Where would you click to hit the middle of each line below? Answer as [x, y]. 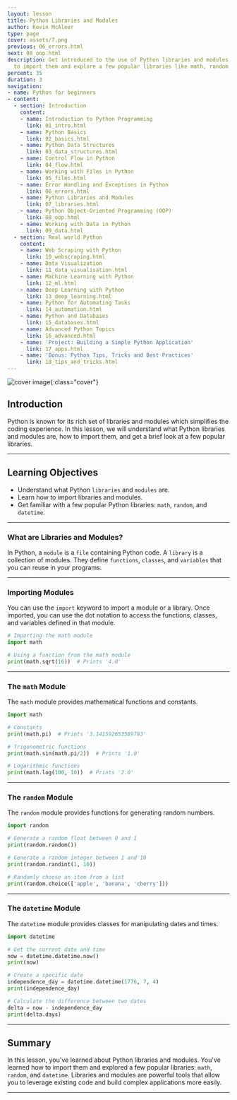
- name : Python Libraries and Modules [77, 198]
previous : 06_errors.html [45, 47]
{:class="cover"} [74, 382]
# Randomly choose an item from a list [66, 877]
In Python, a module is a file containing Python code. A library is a [105, 552]
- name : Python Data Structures [67, 146]
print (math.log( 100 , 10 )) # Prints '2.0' [71, 773]
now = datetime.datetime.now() [53, 956]
